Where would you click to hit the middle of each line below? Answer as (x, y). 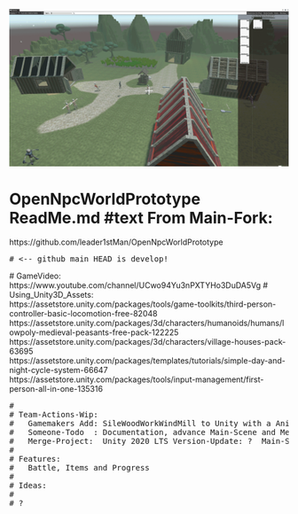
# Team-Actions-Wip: (54, 415)
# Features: (35, 459)
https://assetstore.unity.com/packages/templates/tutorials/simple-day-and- (147, 361)
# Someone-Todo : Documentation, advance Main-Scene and (143, 432)
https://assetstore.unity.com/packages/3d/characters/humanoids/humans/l (147, 323)
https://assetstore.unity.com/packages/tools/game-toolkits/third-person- (143, 304)
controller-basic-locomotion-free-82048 (83, 314)
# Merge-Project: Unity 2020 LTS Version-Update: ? (131, 441)
